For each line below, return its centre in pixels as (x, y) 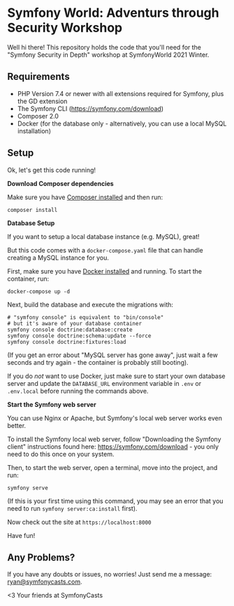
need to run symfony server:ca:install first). (72, 508)
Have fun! (21, 535)
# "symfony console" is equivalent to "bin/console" (86, 317)
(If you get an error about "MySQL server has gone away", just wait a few (112, 355)
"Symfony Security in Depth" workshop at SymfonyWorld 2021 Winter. (108, 55)
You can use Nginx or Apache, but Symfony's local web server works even (115, 418)
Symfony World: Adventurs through (113, 13)
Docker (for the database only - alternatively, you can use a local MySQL (122, 123)
